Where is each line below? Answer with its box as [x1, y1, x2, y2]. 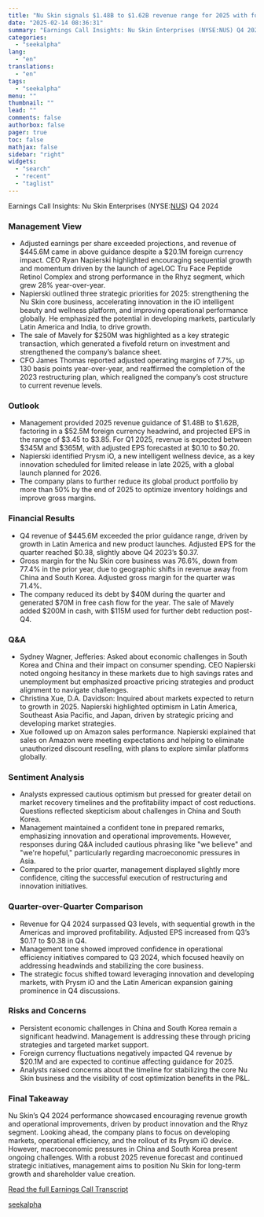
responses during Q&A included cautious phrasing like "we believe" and [19, 840, 253, 849]
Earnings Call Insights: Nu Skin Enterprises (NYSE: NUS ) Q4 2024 [8, 201, 218, 211]
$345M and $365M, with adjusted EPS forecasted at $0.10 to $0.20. [19, 443, 240, 453]
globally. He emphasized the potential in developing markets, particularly [19, 314, 256, 323]
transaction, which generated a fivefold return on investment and [19, 339, 230, 348]
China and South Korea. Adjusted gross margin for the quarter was [19, 572, 236, 582]
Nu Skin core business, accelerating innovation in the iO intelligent [19, 297, 234, 307]
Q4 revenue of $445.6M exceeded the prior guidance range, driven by [19, 531, 248, 540]
